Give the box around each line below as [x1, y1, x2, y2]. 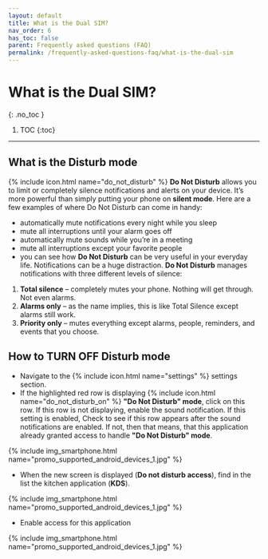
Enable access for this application [19, 517, 132, 527]
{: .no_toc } [8, 109, 45, 119]
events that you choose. [19, 327, 100, 336]
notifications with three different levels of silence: [19, 268, 183, 278]
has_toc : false [8, 34, 59, 42]
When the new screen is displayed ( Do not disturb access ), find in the [19, 470, 251, 479]
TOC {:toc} [19, 125, 56, 134]
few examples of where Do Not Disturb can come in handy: [8, 202, 203, 212]
